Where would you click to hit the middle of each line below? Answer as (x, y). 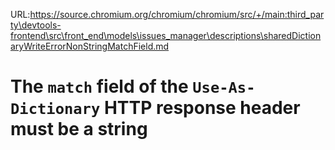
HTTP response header (202, 108)
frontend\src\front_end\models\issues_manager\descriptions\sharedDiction (166, 35)
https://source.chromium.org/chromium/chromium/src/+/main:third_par (177, 14)
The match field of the (99, 86)
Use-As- (224, 88)
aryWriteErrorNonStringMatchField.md (90, 46)
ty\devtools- (36, 25)
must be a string (79, 129)
